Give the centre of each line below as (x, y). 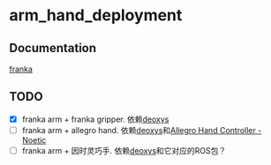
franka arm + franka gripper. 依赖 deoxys (95, 119)
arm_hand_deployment (96, 15)
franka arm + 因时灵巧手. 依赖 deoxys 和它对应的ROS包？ (124, 150)
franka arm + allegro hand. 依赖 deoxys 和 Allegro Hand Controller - (142, 130)
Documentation (53, 48)
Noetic (34, 140)
